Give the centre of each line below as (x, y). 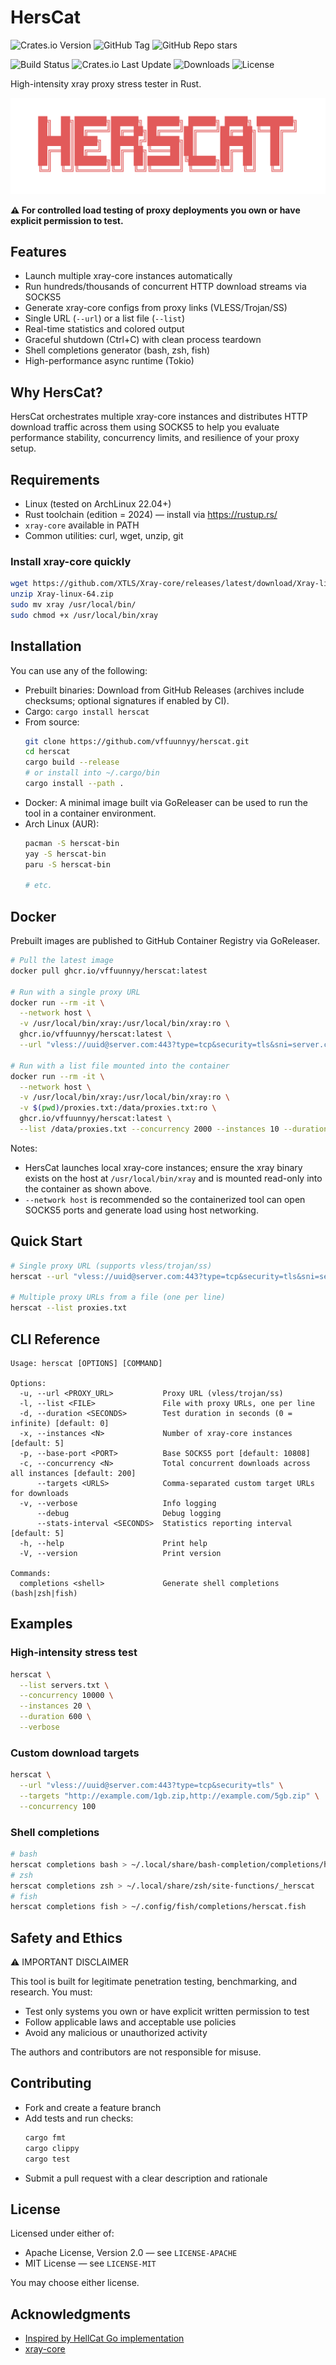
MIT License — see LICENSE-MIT (90, 2263)
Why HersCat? (56, 392)
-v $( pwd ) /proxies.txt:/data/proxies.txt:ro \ (118, 1108)
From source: (52, 722)
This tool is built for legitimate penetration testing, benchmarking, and (153, 1982)
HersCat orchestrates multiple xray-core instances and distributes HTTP (159, 417)
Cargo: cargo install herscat (87, 711)
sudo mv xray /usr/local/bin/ (73, 604)
